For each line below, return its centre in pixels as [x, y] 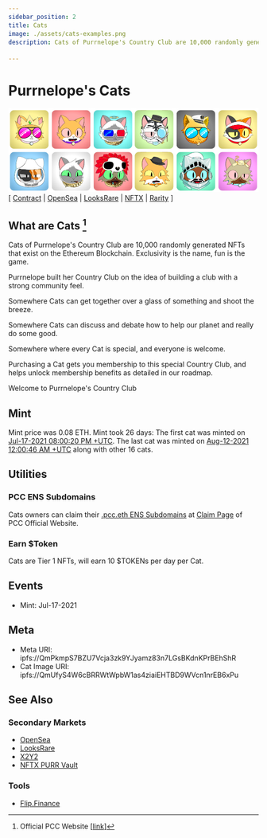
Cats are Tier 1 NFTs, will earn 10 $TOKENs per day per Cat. [106, 561]
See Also [31, 700]
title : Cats [28, 25]
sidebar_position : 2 [43, 17]
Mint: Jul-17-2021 [48, 605]
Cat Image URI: [44, 666]
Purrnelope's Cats [70, 91]
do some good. [33, 334]
